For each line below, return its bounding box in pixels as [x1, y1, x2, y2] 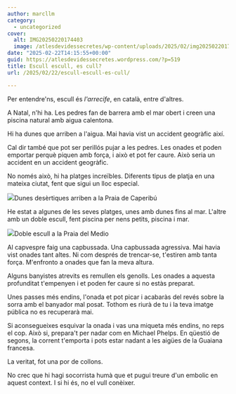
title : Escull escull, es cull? [7, 63, 102, 70]
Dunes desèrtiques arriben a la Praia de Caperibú [14, 193, 157, 202]
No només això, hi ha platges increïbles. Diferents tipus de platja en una [7, 172, 215, 180]
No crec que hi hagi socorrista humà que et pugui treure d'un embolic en [7, 371, 218, 379]
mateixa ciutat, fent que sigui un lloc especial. [7, 179, 140, 187]
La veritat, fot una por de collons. [7, 357, 103, 366]
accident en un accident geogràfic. [7, 158, 109, 166]
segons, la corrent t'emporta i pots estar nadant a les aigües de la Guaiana [7, 336, 223, 345]
